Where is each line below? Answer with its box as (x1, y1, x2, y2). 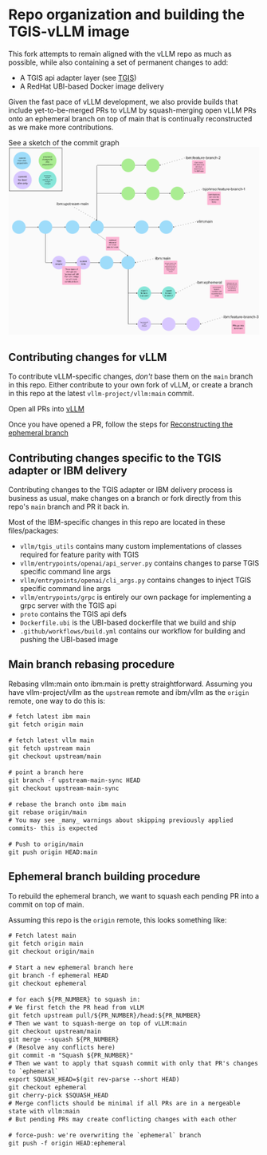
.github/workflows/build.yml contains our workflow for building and (19, 625, 245, 636)
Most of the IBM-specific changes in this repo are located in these (8, 517, 226, 526)
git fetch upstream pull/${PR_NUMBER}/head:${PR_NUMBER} (8, 1011, 202, 1019)
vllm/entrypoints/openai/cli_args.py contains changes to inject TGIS (19, 575, 252, 585)
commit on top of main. (8, 899, 85, 909)
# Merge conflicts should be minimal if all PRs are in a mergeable (8, 1099, 241, 1107)
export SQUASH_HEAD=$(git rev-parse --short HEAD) (8, 1075, 180, 1083)
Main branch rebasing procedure (8, 657, 175, 672)
